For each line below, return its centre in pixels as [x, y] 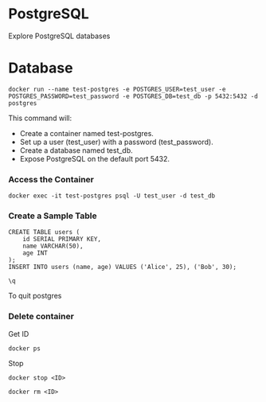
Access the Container [51, 179]
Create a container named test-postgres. [86, 133]
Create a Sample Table [53, 216]
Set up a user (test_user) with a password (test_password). [116, 142]
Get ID [19, 334]
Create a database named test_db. [76, 150]
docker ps [25, 348]
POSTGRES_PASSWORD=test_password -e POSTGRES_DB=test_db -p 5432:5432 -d [133, 96]
